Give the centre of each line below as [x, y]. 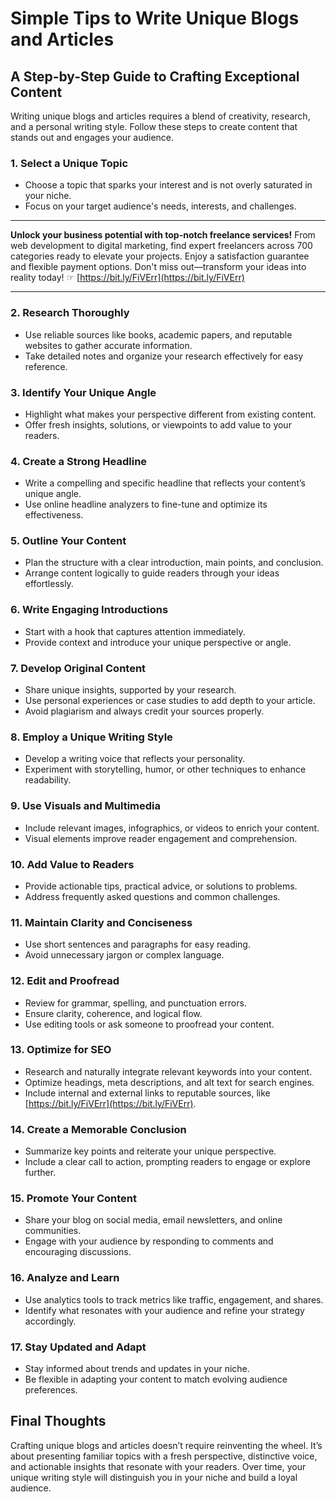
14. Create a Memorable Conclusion [98, 1129]
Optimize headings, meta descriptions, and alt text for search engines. [169, 1082]
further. [40, 1173]
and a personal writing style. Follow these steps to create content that [154, 126]
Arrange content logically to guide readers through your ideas [152, 573]
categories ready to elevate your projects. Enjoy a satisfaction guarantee [160, 256]
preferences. [51, 1390]
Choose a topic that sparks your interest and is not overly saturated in [168, 185]
